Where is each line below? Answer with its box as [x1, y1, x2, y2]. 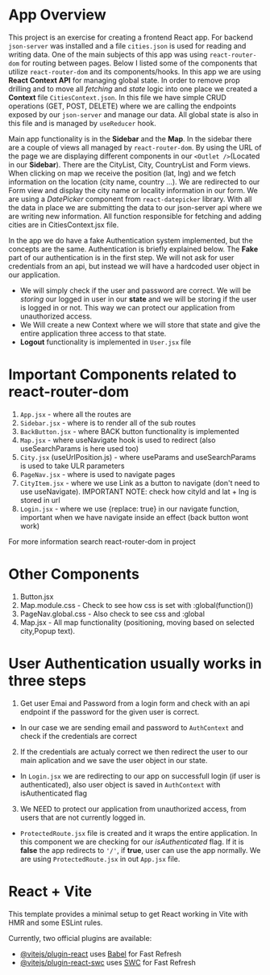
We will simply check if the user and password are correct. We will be [19, 285, 251, 295]
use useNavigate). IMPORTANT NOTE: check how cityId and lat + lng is [19, 487, 257, 496]
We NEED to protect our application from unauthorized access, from [19, 804, 247, 813]
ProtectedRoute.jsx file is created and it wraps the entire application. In [19, 828, 258, 838]
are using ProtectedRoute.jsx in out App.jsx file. [19, 854, 181, 863]
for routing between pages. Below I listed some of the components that [21, 58, 258, 68]
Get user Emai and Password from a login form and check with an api [19, 698, 250, 708]
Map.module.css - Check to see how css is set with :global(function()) [19, 600, 254, 610]
